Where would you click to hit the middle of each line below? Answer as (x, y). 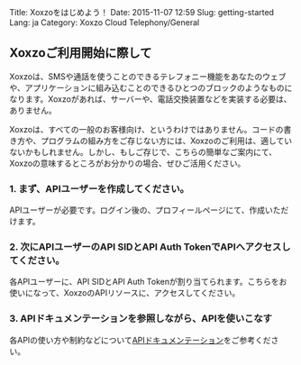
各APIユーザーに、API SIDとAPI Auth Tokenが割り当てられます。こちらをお (148, 282)
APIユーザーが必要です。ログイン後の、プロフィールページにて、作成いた (145, 210)
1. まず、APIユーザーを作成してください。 (99, 188)
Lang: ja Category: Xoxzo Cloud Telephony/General (105, 23)
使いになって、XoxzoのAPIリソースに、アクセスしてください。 (125, 293)
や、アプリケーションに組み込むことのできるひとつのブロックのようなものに (151, 87)
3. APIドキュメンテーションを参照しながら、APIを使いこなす (141, 319)
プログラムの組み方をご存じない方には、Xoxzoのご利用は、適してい (166, 141)
